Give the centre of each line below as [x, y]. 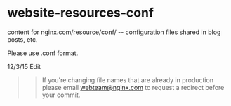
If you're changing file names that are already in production [128, 80]
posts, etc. [22, 39]
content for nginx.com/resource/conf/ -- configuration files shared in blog [114, 32]
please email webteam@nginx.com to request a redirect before [133, 87]
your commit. [61, 95]
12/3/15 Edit [24, 66]
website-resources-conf [81, 13]
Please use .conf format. [43, 53]
